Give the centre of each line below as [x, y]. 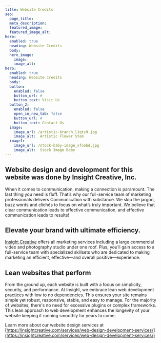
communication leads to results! [37, 215]
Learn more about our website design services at [54, 325]
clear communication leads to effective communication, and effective [75, 210]
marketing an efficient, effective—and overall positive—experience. [73, 257]
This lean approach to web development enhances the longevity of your [77, 310]
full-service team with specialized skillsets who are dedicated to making [78, 252]
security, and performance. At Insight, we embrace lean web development [80, 290]
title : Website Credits [29, 10]
